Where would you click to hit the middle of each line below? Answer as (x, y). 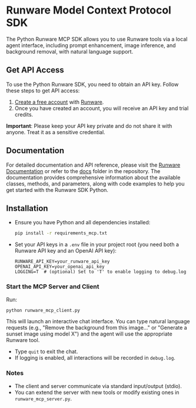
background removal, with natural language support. (70, 51)
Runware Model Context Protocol (89, 10)
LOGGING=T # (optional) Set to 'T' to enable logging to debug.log (100, 272)
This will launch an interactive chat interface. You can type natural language (98, 321)
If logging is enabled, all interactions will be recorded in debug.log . (95, 358)
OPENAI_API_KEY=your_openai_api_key (59, 267)
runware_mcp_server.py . (43, 399)
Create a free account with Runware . (59, 102)
